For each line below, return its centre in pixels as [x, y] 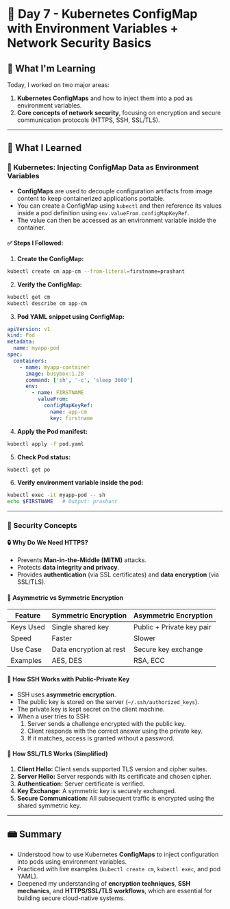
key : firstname [72, 418]
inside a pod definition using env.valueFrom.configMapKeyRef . [103, 213]
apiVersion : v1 [29, 329]
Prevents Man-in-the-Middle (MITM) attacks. [82, 560]
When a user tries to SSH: [53, 716]
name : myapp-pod [36, 348]
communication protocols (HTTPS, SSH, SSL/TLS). [89, 120]
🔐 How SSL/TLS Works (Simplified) [57, 754]
